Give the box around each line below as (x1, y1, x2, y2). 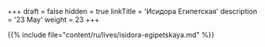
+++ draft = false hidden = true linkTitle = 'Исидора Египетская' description (7, 7, 258, 16)
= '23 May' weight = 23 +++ (7, 15, 100, 24)
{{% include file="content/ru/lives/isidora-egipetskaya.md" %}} (7, 31, 215, 39)
